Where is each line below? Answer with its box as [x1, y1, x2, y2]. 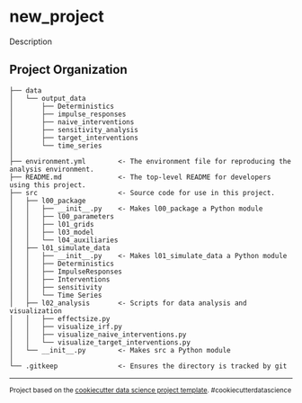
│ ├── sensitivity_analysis [9, 125, 139, 134]
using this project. [9, 180, 87, 190]
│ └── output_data [9, 94, 87, 103]
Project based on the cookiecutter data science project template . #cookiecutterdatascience [9, 385, 292, 395]
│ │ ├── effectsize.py [9, 314, 111, 323]
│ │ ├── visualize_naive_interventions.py [9, 330, 187, 339]
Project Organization [9, 62, 128, 77]
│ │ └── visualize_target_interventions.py [9, 337, 191, 347]
